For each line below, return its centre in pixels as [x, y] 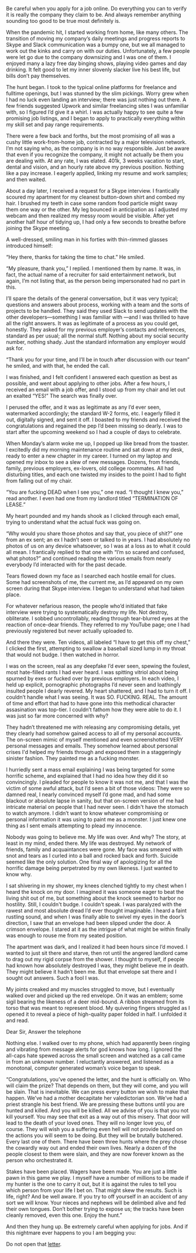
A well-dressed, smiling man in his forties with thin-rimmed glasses [87, 239]
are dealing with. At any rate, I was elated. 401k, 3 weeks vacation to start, [96, 161]
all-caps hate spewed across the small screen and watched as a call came [96, 1056]
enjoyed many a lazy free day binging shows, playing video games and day [97, 63]
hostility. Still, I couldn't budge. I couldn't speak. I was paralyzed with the [94, 904]
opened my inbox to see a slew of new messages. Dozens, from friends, [93, 462]
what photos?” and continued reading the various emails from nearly [89, 558]
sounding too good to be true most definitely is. [63, 21]
